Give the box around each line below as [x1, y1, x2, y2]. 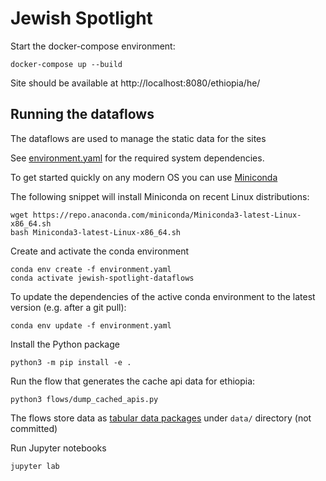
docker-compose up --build [10, 59, 123, 69]
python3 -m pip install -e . [10, 357, 132, 367]
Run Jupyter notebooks [10, 442, 107, 454]
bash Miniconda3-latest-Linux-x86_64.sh [10, 227, 182, 237]
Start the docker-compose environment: [10, 40, 176, 52]
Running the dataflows [10, 106, 155, 123]
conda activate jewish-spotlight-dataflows [10, 273, 195, 283]
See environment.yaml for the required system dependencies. [10, 152, 265, 164]
